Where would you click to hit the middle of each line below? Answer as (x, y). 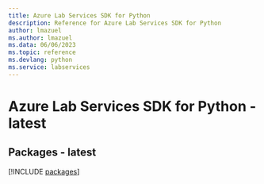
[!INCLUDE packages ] (44, 171)
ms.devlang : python (40, 60)
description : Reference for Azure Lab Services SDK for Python (115, 23)
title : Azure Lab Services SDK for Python (79, 15)
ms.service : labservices (49, 67)
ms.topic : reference (42, 52)
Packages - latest (52, 153)
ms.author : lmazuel (40, 38)
